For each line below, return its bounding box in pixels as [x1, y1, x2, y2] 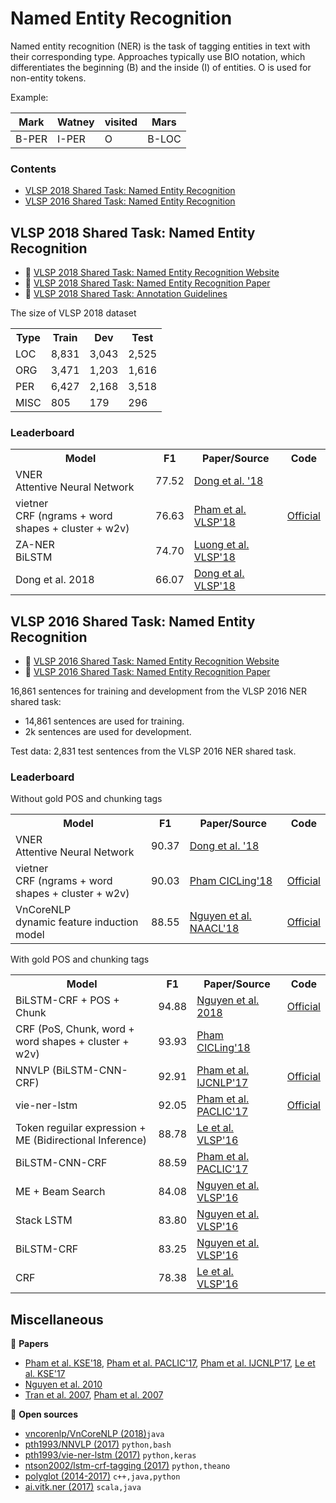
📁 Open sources [10, 1408, 79, 1421]
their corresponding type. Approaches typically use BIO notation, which [10, 50, 306, 62]
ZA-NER [15, 538, 55, 552]
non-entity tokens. [10, 72, 87, 84]
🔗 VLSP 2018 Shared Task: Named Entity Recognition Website [24, 267, 280, 279]
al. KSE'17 [24, 1368, 66, 1380]
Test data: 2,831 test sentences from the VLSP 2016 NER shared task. [10, 745, 297, 757]
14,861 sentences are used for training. [24, 715, 185, 727]
